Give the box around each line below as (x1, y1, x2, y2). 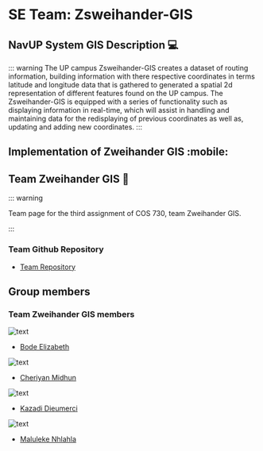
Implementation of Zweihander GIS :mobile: (8, 145, 229, 159)
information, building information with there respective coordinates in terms (8, 71, 256, 81)
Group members (8, 284, 91, 299)
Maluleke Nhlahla (19, 434, 77, 444)
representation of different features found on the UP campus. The (8, 89, 224, 98)
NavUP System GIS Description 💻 (8, 38, 179, 52)
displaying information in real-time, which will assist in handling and (8, 106, 230, 114)
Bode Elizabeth (19, 342, 70, 352)
